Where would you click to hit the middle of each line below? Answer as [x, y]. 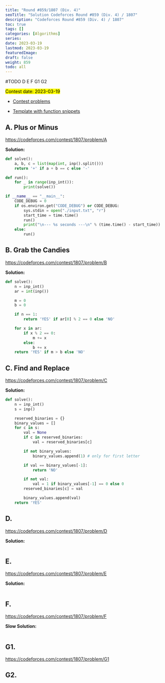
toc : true [16, 24]
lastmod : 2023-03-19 [27, 48]
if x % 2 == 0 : [40, 333]
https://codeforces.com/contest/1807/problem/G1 [57, 659]
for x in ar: [28, 328]
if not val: [36, 479]
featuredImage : [21, 53]
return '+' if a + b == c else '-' [52, 168]
